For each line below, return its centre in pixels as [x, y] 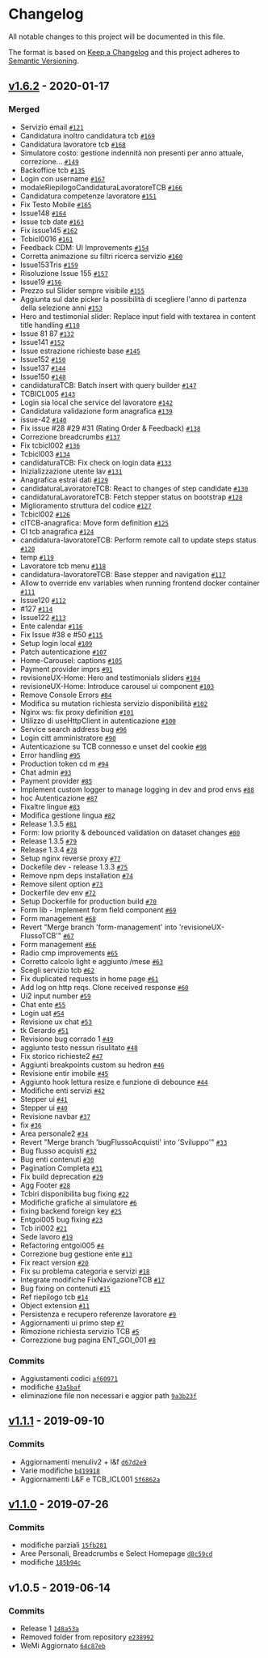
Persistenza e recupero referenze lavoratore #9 [98, 1314]
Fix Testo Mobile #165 [56, 204]
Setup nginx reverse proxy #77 [70, 858]
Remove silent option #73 [61, 884]
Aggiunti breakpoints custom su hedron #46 [92, 1065]
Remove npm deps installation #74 [76, 875]
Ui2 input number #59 [55, 996]
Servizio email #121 [52, 127]
